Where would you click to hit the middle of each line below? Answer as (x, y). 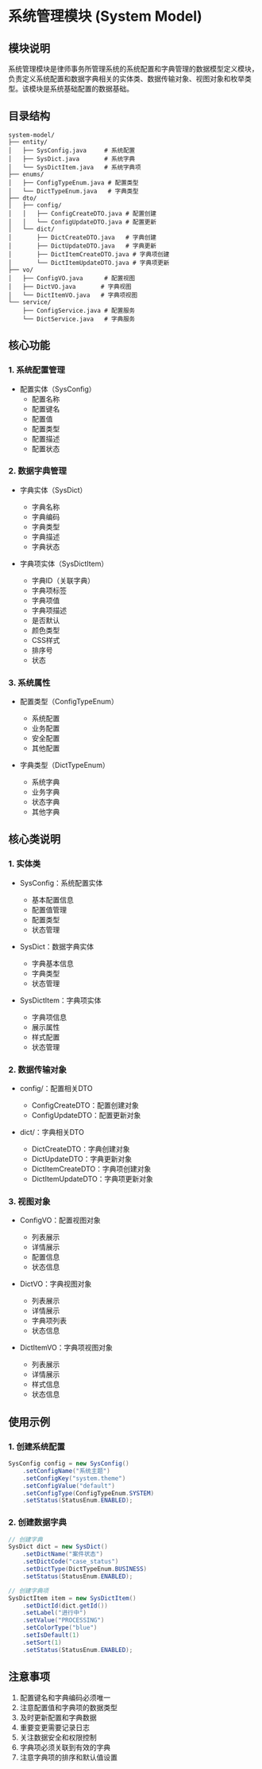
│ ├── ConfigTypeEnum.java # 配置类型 (73, 183)
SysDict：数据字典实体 (57, 946)
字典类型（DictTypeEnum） (64, 766)
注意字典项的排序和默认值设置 (68, 1757)
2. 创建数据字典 (38, 1522)
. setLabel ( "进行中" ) (55, 1613)
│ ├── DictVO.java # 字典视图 (70, 286)
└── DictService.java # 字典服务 (79, 319)
